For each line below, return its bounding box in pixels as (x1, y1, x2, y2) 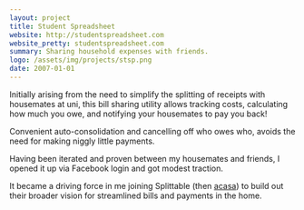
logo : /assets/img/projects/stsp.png (9, 55, 152, 65)
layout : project (9, 13, 71, 23)
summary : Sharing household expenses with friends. (9, 47, 209, 56)
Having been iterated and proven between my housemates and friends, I (9, 153, 280, 164)
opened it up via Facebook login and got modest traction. (9, 163, 224, 174)
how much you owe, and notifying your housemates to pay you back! (9, 108, 268, 119)
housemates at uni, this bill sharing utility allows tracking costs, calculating (9, 98, 289, 109)
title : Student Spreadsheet (9, 22, 116, 31)
